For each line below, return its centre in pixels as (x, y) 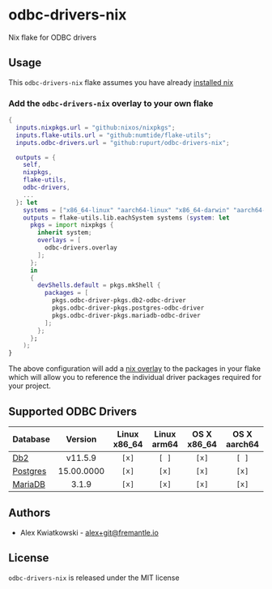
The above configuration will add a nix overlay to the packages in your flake (135, 369)
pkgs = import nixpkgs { (72, 225)
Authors (30, 513)
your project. (30, 386)
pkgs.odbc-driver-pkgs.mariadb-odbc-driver (126, 315)
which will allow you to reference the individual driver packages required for (135, 378)
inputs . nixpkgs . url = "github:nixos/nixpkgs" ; (96, 127)
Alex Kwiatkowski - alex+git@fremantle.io (89, 532)
